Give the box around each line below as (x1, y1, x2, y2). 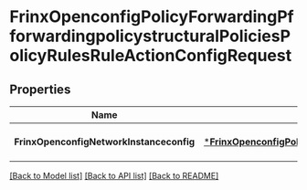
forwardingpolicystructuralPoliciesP (9, 26, 291, 47)
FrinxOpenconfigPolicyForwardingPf (9, 6, 294, 27)
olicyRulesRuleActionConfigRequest (9, 46, 292, 66)
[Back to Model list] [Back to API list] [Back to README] (9, 171, 219, 181)
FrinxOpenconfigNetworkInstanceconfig (14, 135, 196, 148)
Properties (9, 81, 71, 97)
